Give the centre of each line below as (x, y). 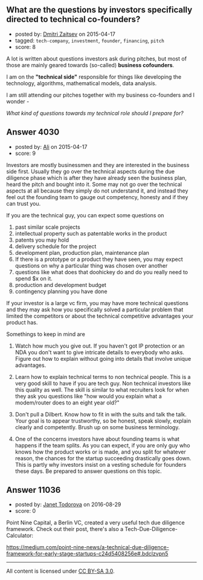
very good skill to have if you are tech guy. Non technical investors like (103, 383)
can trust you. (24, 203)
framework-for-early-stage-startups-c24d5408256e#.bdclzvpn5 (87, 554)
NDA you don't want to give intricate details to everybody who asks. (99, 352)
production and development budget (61, 285)
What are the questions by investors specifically (99, 10)
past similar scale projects (47, 227)
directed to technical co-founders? (73, 20)
